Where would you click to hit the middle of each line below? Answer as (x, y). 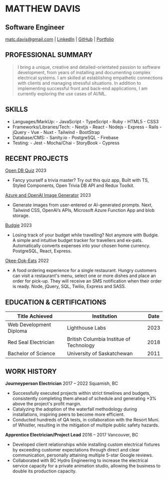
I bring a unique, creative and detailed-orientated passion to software (89, 67)
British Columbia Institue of (99, 339)
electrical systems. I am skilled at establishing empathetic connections (90, 78)
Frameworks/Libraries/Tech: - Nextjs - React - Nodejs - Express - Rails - (87, 127)
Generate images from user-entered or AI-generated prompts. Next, (82, 205)
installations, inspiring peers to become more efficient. (68, 414)
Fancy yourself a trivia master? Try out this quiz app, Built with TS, (80, 180)
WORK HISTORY (31, 371)
